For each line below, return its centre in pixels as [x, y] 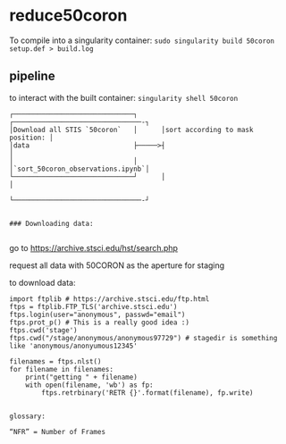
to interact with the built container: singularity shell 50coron [124, 97]
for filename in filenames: [62, 369]
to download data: [42, 282]
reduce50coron [68, 16]
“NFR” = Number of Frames [57, 431]
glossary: [28, 416]
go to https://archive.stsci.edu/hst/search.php [94, 247]
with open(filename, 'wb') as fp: [89, 385]
